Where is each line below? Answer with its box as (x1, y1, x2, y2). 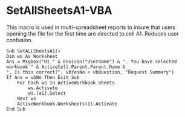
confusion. (6, 36, 33, 43)
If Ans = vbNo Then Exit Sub (6, 74, 80, 80)
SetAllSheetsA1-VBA (6, 4, 112, 17)
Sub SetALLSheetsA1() (6, 48, 61, 54)
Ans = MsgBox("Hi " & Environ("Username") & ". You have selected (6, 58, 177, 65)
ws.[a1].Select (28, 90, 67, 96)
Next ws (17, 95, 36, 101)
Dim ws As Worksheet (6, 53, 59, 59)
